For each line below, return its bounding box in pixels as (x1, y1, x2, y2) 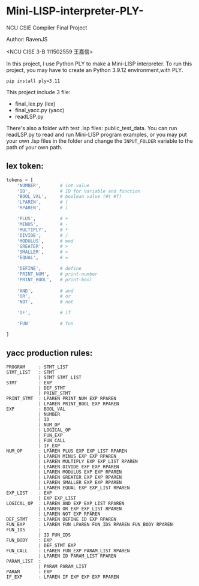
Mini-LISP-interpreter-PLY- (6, 4, 144, 18)
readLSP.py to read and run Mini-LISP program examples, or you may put (6, 131, 187, 138)
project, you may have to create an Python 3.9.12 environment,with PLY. (6, 66, 183, 73)
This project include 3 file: (6, 88, 71, 95)
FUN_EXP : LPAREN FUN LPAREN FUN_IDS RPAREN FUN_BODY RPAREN (6, 521, 173, 527)
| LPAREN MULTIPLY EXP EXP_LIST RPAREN (38, 458, 138, 464)
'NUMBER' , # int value (17, 182, 90, 188)
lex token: (6, 161, 44, 172)
